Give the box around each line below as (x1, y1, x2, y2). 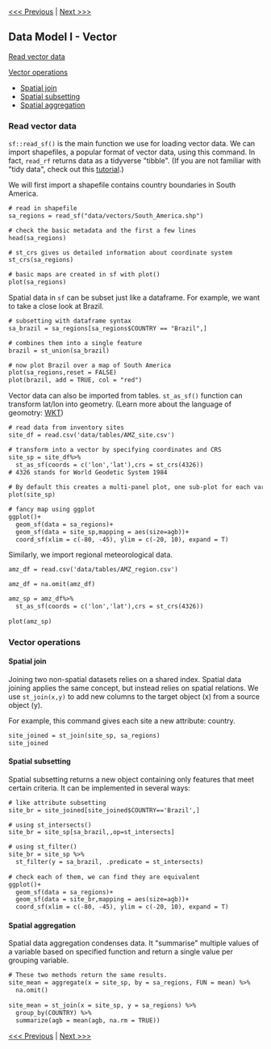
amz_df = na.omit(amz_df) (8, 580, 95, 588)
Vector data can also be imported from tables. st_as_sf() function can (8, 391, 244, 401)
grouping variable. (8, 955, 69, 965)
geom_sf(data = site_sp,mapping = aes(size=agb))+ (15, 528, 190, 536)
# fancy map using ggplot (8, 505, 95, 514)
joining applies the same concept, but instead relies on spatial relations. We (8, 683, 259, 693)
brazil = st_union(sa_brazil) (8, 347, 110, 355)
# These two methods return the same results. (8, 971, 168, 979)
